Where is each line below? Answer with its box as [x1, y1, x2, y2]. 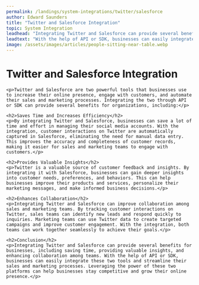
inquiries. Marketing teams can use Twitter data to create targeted [6, 216, 182, 222]
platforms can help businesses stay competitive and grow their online [6, 268, 187, 274]
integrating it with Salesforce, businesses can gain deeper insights [6, 169, 184, 175]
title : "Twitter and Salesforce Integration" [6, 20, 120, 25]
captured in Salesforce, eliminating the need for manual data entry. [6, 133, 184, 139]
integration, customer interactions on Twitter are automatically [6, 128, 174, 134]
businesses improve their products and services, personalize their [6, 180, 179, 186]
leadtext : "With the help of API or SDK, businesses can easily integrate [6, 36, 195, 42]
